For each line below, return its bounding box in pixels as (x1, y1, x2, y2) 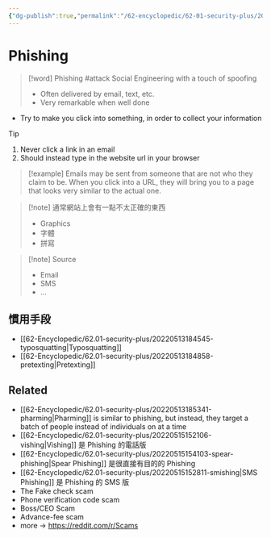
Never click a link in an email (19, 144, 115, 154)
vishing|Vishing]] (19, 440, 77, 450)
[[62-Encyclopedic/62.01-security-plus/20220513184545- (19, 334, 214, 344)
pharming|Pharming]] (19, 413, 92, 423)
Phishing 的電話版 (87, 440, 147, 450)
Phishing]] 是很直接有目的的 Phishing (72, 459, 196, 469)
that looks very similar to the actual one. (27, 186, 161, 195)
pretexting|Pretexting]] (19, 360, 96, 369)
